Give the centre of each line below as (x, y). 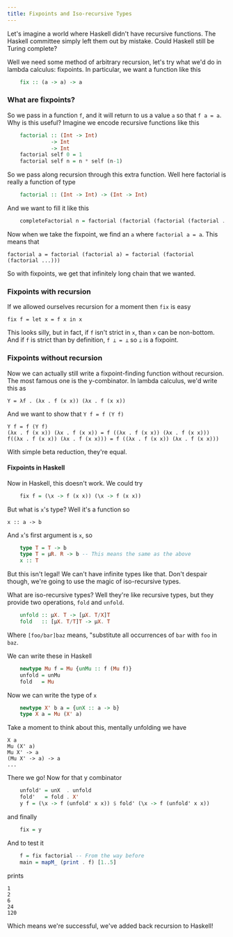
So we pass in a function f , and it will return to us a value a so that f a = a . (114, 115)
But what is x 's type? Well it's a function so (69, 509)
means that (23, 241)
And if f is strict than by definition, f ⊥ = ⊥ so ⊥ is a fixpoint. (93, 340)
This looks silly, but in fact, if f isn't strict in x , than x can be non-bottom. (111, 333)
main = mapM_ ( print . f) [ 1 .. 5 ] (68, 862)
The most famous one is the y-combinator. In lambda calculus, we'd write (112, 380)
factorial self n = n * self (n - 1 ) (71, 161)
